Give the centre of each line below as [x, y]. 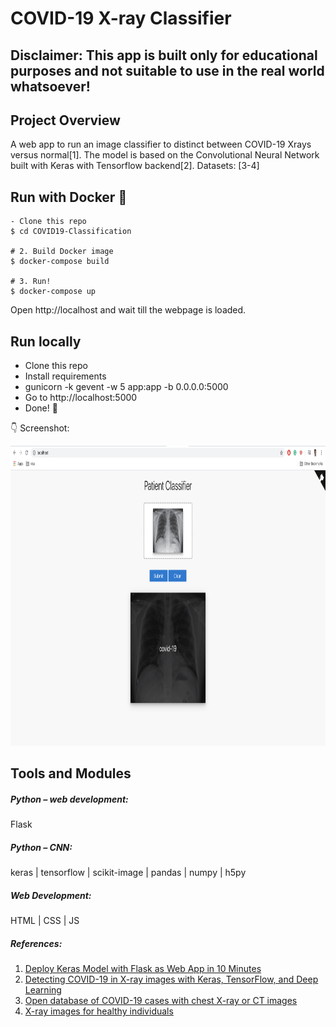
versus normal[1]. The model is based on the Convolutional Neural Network [165, 155]
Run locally [46, 341]
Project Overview [65, 120]
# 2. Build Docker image [62, 252]
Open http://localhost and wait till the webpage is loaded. [128, 310]
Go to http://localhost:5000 [81, 398]
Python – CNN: [41, 847]
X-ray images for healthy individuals [99, 1011]
